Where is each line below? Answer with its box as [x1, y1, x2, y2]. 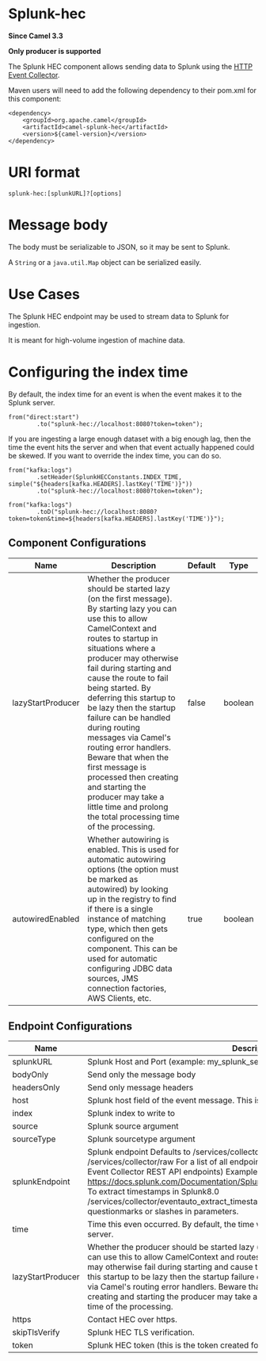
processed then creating [87, 771, 179, 782]
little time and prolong [87, 801, 169, 812]
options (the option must [87, 864, 179, 875]
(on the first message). [87, 592, 173, 604]
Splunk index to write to [87, 1108, 176, 1119]
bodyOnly [12, 1069, 49, 1080]
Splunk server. [8, 397, 55, 407]
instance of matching [87, 913, 166, 924]
